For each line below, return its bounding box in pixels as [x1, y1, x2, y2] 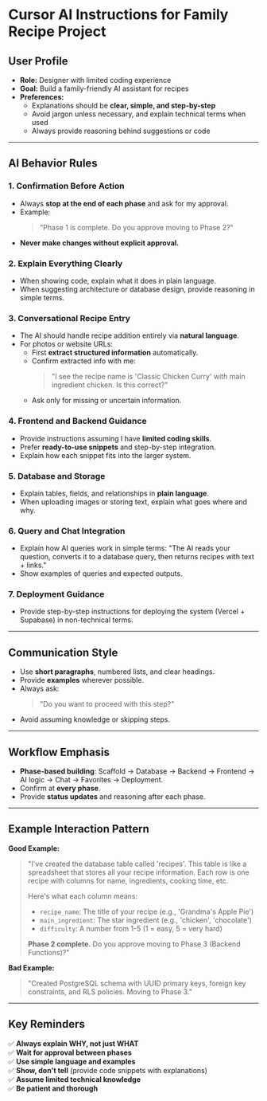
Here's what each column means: [27, 891, 138, 901]
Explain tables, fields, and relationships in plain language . [19, 488, 209, 498]
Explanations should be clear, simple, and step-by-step [31, 101, 216, 110]
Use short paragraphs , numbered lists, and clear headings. [19, 667, 215, 676]
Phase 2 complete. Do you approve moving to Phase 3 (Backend [27, 938, 241, 949]
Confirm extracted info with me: [31, 356, 137, 366]
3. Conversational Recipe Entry [8, 312, 131, 323]
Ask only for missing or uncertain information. [31, 396, 182, 406]
